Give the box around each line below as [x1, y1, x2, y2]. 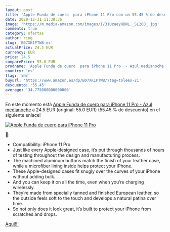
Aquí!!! [5, 221, 19, 227]
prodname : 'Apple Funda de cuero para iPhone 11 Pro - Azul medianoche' [5, 64, 166, 69]
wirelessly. [12, 184, 35, 190]
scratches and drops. [12, 211, 57, 217]
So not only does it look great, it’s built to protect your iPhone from [12, 206, 151, 212]
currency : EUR [5, 50, 35, 55]
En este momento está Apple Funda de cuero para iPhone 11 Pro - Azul [5, 101, 153, 107]
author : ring [5, 36, 33, 41]
